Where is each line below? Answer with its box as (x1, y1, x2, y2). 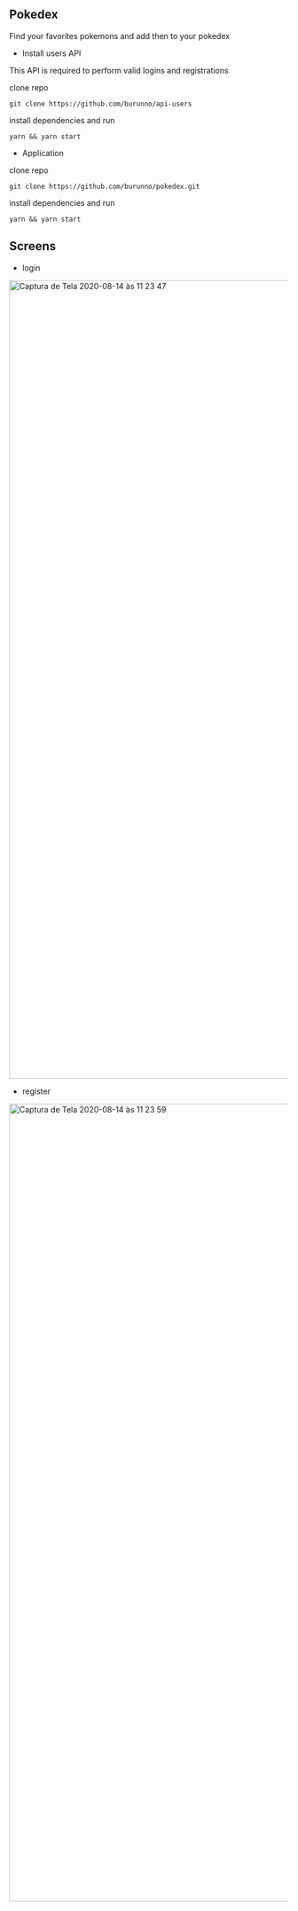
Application (21, 147, 65, 158)
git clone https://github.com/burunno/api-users (9, 99, 192, 108)
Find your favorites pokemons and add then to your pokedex (9, 30, 231, 41)
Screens (9, 239, 56, 254)
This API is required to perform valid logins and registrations (9, 65, 229, 75)
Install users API (21, 48, 82, 59)
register (21, 1086, 51, 1097)
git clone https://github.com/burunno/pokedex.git (9, 182, 200, 191)
